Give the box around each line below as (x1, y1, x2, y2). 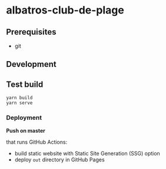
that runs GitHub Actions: (6, 138, 68, 146)
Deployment (6, 114, 42, 122)
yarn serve (6, 100, 33, 106)
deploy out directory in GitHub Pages (14, 156, 105, 163)
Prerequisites (6, 27, 57, 37)
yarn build (6, 95, 33, 101)
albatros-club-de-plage (6, 4, 125, 17)
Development (6, 59, 57, 69)
